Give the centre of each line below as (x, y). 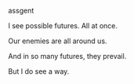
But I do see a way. (39, 71)
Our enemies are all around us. (58, 41)
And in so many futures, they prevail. (67, 56)
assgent (21, 11)
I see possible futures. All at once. (63, 26)
